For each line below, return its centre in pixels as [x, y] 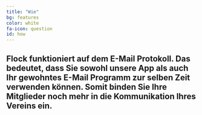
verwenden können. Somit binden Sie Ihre [87, 87]
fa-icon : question [29, 29]
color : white [23, 23]
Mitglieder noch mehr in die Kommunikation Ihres [101, 96]
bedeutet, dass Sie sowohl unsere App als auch [97, 68]
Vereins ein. [29, 106]
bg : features [23, 17]
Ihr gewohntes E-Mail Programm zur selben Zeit [98, 77]
